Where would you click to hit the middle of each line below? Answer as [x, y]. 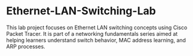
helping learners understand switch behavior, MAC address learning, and [96, 40]
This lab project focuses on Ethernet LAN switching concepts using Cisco [97, 27]
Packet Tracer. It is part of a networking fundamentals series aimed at [92, 33]
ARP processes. [26, 46]
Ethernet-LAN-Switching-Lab [81, 11]
